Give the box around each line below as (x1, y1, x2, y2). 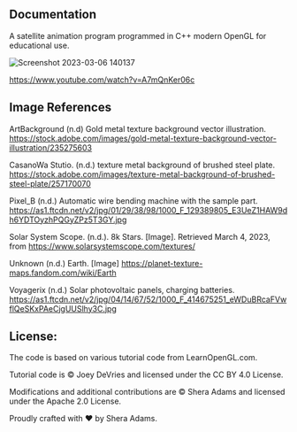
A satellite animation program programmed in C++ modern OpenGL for (9, 30, 267, 41)
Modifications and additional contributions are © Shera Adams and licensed (9, 387, 286, 397)
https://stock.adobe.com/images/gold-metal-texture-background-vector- (9, 133, 277, 143)
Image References (9, 100, 112, 115)
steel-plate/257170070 (9, 178, 91, 189)
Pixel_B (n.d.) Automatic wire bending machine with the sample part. (9, 195, 258, 206)
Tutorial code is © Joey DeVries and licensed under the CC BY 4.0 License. (9, 369, 284, 380)
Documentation (9, 7, 97, 22)
